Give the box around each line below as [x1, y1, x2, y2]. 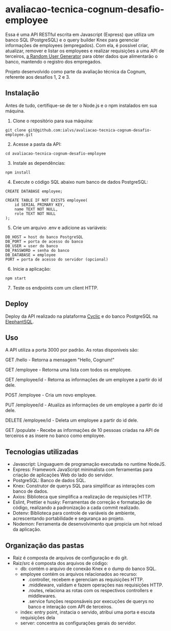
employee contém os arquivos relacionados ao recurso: [20, 571, 138, 577]
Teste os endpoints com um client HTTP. [12, 285, 99, 291]
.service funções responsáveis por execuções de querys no [28, 598, 154, 604]
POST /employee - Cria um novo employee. [5, 392, 97, 398]
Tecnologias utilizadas [5, 447, 79, 456]
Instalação [5, 89, 40, 98]
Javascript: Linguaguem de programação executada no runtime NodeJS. [12, 461, 166, 467]
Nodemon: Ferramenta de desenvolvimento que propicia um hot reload [12, 521, 162, 527]
